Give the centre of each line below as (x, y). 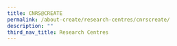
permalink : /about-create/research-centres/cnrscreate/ (88, 20)
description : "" (30, 26)
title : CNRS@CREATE (35, 13)
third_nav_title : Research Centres (58, 32)
